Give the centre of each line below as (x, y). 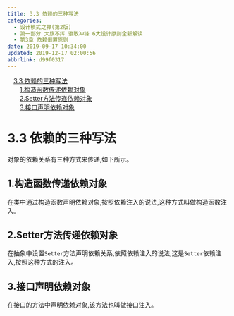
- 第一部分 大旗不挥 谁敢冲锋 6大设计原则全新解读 (78, 34)
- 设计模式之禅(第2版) (43, 27)
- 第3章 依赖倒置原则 (41, 40)
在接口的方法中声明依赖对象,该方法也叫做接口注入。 (82, 305)
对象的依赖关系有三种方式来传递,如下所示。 (70, 159)
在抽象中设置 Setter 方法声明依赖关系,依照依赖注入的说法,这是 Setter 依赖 (111, 253)
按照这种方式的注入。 (46, 262)
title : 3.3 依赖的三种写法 (43, 14)
